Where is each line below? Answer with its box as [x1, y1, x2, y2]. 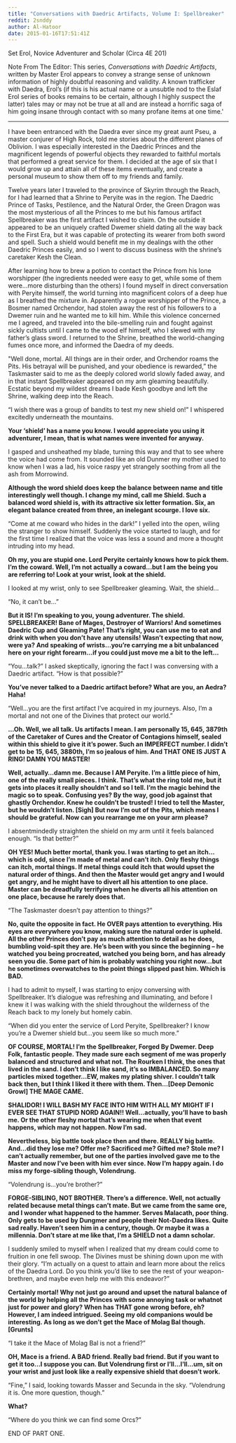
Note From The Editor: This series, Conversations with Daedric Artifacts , [8, 62, 217, 71]
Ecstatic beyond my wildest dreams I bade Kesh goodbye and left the [8, 384, 208, 393]
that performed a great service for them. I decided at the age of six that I [8, 157, 217, 166]
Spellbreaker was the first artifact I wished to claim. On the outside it [8, 215, 205, 224]
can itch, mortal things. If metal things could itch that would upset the [8, 863, 215, 871]
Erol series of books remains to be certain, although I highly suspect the [8, 93, 216, 101]
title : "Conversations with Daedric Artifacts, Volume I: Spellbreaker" [8, 10, 225, 18]
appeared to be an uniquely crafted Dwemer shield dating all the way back [8, 223, 223, 231]
